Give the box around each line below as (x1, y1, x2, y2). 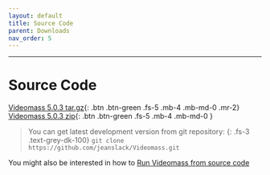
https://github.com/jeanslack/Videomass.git (27, 144, 180, 153)
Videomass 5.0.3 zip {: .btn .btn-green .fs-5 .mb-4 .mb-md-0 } (8, 112, 214, 121)
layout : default (8, 11, 63, 20)
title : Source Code (8, 19, 74, 27)
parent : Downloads (8, 26, 70, 35)
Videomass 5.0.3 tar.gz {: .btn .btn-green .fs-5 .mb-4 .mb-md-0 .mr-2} (8, 103, 240, 112)
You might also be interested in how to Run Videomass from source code (8, 158, 250, 168)
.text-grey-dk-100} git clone (27, 136, 125, 145)
